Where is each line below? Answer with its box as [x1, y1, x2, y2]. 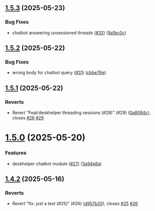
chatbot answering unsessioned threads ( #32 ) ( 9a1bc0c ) [12, 29, 127, 36]
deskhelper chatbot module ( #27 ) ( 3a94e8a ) [12, 161, 102, 166]
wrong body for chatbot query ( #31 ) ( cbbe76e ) [12, 70, 106, 75]
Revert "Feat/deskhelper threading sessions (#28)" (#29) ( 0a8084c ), [12, 110, 151, 116]
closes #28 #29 [12, 115, 44, 121]
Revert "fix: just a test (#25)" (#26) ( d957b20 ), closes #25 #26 [12, 201, 138, 207]
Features [5, 149, 27, 156]
